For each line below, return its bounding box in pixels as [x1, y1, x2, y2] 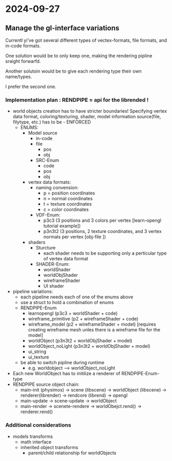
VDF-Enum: [35, 212, 61, 218]
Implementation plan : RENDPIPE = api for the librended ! [5, 96, 149, 103]
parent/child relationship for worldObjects [28, 450, 117, 456]
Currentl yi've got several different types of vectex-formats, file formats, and [5, 37, 167, 43]
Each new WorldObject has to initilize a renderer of [12, 370, 121, 377]
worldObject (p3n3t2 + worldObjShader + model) [28, 338, 132, 344]
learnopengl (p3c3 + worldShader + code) [28, 310, 118, 316]
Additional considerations [5, 421, 71, 429]
